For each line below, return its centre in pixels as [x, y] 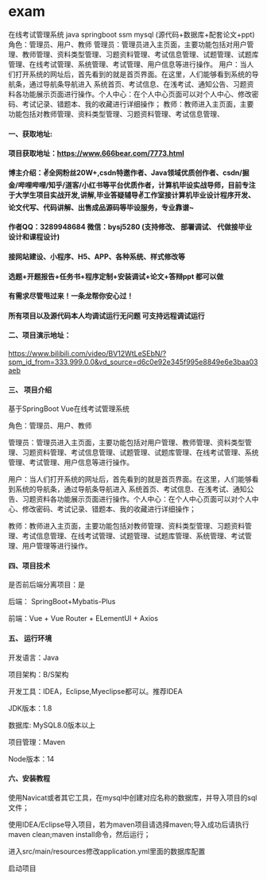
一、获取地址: [31, 134]
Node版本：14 [31, 758]
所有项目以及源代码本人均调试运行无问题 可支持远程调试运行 [106, 316]
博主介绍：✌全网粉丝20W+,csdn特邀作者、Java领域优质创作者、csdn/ [125, 173]
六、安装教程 [29, 778]
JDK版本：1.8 [30, 708]
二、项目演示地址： [40, 335]
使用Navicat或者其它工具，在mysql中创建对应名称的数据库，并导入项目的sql [133, 797]
